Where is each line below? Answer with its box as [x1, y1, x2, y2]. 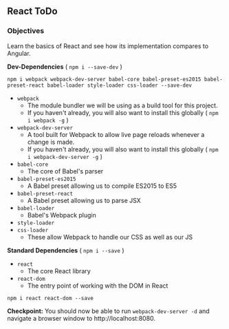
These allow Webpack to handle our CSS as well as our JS [27, 233, 193, 241]
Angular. [7, 49, 31, 57]
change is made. [27, 138, 75, 146]
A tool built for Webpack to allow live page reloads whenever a [27, 130, 205, 138]
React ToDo [7, 6, 58, 17]
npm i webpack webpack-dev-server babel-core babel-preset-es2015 [7, 76, 201, 83]
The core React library [27, 266, 91, 275]
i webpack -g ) [27, 116, 69, 124]
